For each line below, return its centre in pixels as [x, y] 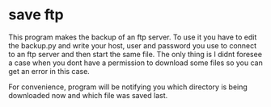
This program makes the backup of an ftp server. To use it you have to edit [133, 37]
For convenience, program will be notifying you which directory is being [128, 87]
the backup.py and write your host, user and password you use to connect [133, 45]
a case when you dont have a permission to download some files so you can [135, 63]
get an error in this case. [49, 71]
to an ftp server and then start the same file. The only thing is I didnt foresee [135, 54]
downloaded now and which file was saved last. [88, 95]
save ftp [36, 15]
